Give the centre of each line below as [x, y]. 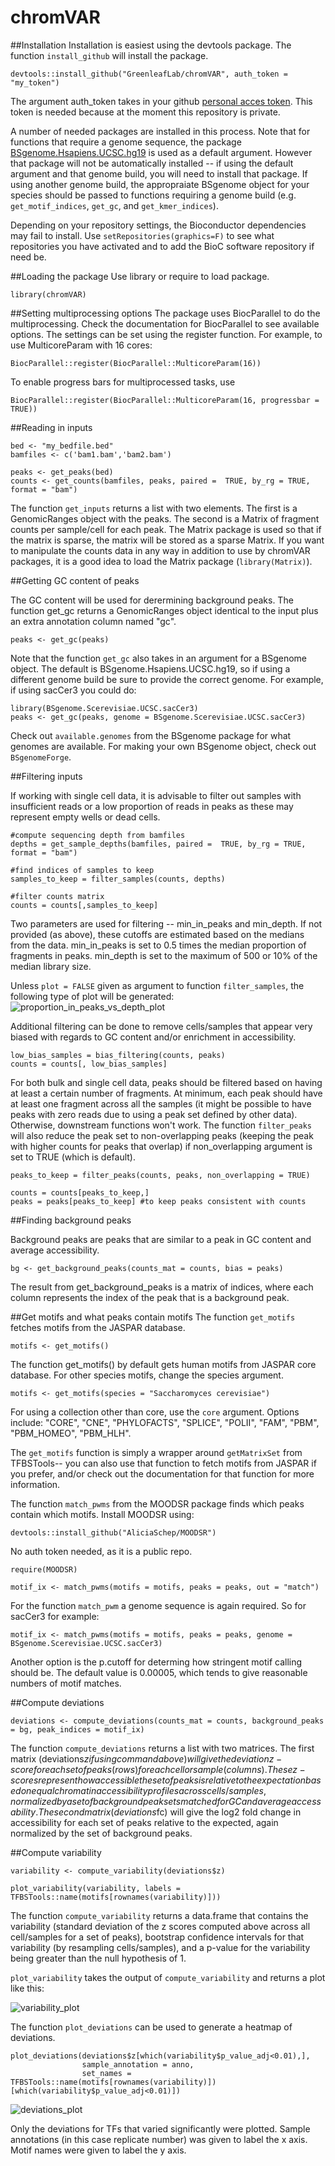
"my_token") [35, 82]
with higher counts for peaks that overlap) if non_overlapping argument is [161, 1146]
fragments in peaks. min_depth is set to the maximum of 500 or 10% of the [164, 955]
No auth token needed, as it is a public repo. [101, 1551]
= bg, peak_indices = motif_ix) [77, 1729]
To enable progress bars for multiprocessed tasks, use [123, 382]
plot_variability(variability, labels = [96, 1888]
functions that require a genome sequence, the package [126, 142]
